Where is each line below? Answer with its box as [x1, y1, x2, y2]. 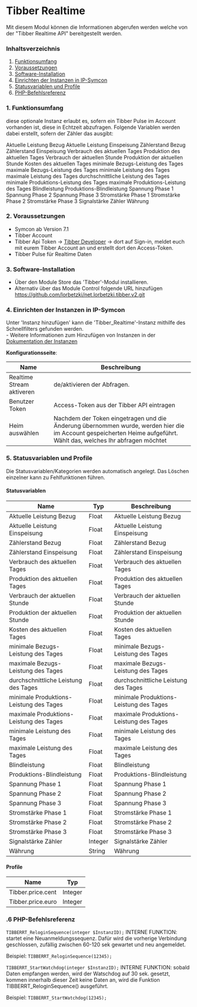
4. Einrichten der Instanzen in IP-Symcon [6, 306, 125, 314]
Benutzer [9, 397, 34, 406]
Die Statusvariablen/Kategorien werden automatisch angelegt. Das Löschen [6, 467, 189, 474]
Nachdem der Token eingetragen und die [53, 414, 167, 423]
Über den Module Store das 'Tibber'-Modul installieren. [14, 278, 148, 286]
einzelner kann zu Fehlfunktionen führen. [6, 474, 106, 481]
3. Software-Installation [6, 265, 75, 273]
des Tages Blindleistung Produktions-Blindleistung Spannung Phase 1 [6, 185, 174, 192]
